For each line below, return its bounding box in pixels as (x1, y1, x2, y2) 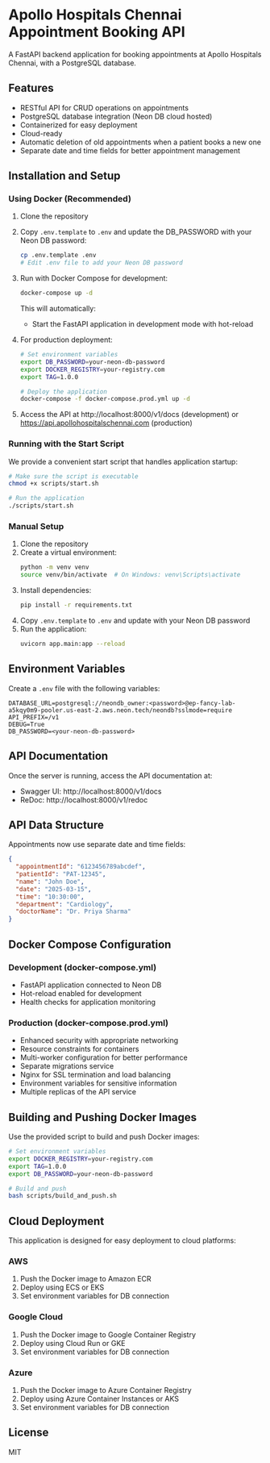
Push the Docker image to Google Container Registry (19, 1329, 196, 1340)
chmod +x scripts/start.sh (8, 480, 99, 488)
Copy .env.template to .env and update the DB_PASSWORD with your (19, 227, 252, 237)
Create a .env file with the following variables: (8, 683, 160, 693)
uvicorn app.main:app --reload (19, 640, 126, 648)
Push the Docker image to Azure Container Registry (19, 1385, 192, 1394)
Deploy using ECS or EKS (19, 1282, 105, 1292)
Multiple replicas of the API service (19, 1087, 137, 1097)
